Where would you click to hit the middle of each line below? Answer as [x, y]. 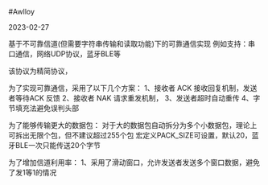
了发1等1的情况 [33, 173]
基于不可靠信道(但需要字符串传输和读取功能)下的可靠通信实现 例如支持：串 [132, 44]
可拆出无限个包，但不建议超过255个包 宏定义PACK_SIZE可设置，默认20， [130, 135]
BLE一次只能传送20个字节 [58, 145]
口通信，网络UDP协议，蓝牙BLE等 [64, 54]
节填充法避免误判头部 [43, 108]
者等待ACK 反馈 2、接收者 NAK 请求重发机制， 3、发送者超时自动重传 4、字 [134, 98]
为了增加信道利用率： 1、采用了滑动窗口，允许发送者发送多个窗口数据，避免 [134, 162]
